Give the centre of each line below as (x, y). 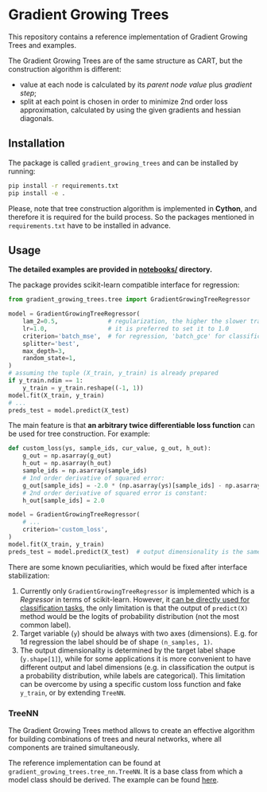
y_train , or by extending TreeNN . (72, 692)
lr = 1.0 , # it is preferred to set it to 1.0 (126, 328)
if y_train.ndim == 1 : (46, 381)
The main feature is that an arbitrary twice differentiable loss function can (132, 425)
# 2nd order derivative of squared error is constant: (115, 493)
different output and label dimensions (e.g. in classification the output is (137, 667)
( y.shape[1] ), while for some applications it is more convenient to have (135, 658)
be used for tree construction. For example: (79, 434)
